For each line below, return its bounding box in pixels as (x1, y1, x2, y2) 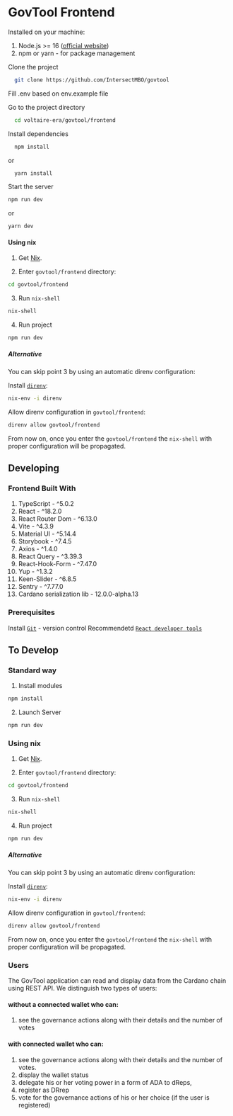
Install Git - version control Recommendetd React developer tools (8, 624, 203, 632)
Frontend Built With (8, 483, 76, 493)
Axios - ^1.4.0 (18, 545, 58, 553)
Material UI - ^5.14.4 (18, 529, 77, 539)
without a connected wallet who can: (8, 1000, 119, 1008)
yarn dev (8, 222, 34, 230)
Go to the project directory (8, 103, 85, 111)
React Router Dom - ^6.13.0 (18, 514, 97, 523)
